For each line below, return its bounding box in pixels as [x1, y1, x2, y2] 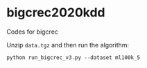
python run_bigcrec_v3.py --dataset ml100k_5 [6, 54, 140, 61]
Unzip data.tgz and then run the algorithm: [6, 41, 130, 49]
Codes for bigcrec [6, 27, 58, 36]
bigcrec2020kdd [6, 5, 105, 21]
